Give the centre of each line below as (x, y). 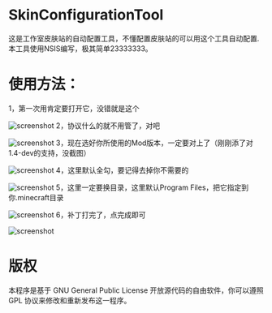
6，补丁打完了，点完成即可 (101, 214)
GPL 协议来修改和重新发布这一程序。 (70, 300)
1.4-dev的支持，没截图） (50, 152)
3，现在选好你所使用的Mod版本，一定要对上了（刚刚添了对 (154, 143)
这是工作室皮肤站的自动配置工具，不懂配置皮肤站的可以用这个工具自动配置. (134, 38)
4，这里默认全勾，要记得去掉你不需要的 (122, 170)
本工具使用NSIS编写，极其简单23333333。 (80, 48)
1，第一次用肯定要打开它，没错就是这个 (74, 108)
